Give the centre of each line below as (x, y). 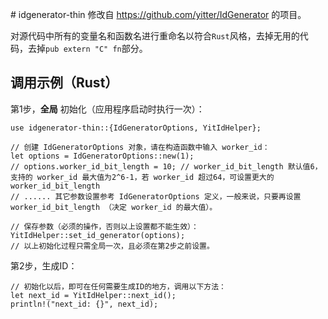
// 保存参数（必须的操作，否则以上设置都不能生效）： (104, 226)
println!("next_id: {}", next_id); (84, 304)
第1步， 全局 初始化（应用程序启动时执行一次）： (107, 109)
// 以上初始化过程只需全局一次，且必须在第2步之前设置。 (112, 246)
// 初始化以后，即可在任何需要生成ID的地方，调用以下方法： (118, 286)
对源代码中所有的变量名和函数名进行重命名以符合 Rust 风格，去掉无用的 (155, 36)
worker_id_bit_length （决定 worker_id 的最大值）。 (114, 207)
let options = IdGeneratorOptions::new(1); (102, 156)
